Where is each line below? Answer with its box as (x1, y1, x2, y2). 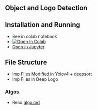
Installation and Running (5, 21, 81, 29)
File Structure (5, 58, 47, 66)
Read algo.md (12, 100, 40, 106)
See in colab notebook (12, 34, 57, 40)
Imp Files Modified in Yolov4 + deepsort (12, 71, 92, 77)
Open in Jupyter (12, 44, 45, 50)
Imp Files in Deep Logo (12, 76, 58, 82)
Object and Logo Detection (5, 4, 88, 12)
